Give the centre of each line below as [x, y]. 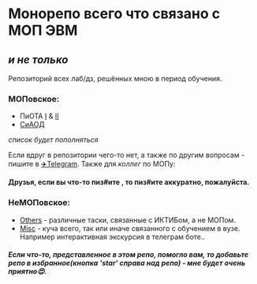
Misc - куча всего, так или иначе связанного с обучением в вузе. [130, 228]
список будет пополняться [53, 140]
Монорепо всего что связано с [114, 14]
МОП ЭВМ [43, 30]
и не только [38, 60]
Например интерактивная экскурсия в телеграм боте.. [112, 237]
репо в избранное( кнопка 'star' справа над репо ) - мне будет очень [127, 263]
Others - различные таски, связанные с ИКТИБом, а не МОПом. [128, 220]
